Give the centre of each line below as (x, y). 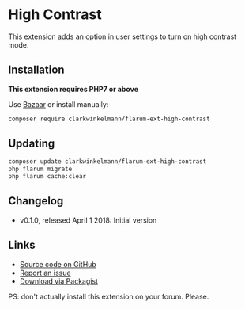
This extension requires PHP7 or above (73, 89)
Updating (32, 144)
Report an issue (45, 273)
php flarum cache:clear (47, 177)
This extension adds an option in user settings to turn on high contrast (122, 36)
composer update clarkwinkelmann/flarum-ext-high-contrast (107, 162)
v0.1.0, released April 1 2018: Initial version (88, 220)
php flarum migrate (40, 169)
